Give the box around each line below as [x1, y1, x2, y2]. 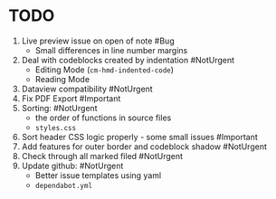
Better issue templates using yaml [34, 169, 162, 181]
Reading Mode [34, 73, 90, 84]
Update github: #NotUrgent [21, 160, 124, 171]
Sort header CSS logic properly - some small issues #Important [21, 131, 259, 142]
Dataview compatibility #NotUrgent [21, 83, 153, 94]
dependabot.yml [34, 181, 92, 190]
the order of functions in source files [34, 112, 172, 123]
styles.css [34, 123, 77, 132]
